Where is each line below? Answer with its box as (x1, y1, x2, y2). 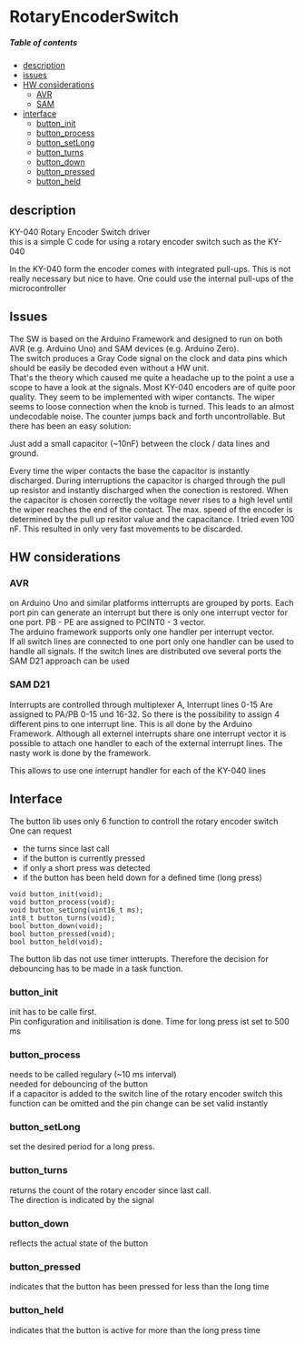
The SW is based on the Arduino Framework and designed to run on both (9, 333, 283, 344)
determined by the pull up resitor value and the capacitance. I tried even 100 (9, 513, 295, 524)
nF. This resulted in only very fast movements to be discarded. (9, 523, 243, 534)
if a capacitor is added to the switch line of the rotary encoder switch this (9, 1088, 283, 1099)
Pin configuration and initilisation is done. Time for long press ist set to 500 (9, 1016, 290, 1026)
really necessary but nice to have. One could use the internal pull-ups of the (9, 273, 294, 284)
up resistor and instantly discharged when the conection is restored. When (9, 484, 289, 495)
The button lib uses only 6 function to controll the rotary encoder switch (9, 815, 279, 826)
